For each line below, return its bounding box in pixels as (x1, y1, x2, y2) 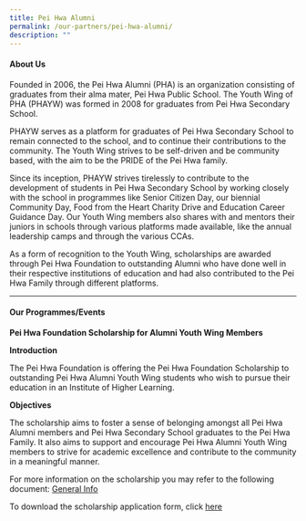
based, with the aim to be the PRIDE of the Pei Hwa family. (9, 154, 229, 165)
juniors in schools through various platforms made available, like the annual (9, 221, 292, 232)
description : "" (9, 30, 71, 39)
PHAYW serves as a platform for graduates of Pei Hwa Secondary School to (9, 125, 294, 137)
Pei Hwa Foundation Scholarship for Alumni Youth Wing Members (9, 327, 264, 338)
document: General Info (9, 483, 98, 494)
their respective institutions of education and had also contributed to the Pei (9, 267, 294, 278)
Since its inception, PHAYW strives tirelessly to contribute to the (9, 172, 250, 183)
